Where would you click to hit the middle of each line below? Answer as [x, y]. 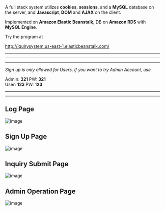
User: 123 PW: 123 [24, 84]
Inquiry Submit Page [37, 164]
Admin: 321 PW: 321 [25, 79]
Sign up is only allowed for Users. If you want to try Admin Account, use [78, 70]
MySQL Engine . [21, 27]
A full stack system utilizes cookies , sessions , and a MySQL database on [80, 7]
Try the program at [24, 37]
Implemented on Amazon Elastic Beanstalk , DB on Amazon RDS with [76, 22]
